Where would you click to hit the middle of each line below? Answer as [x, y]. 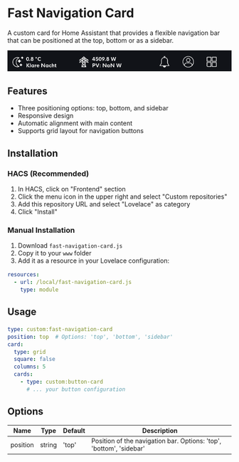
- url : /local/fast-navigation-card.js [73, 283]
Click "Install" [38, 212]
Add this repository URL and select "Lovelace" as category [104, 204]
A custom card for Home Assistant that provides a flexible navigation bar [114, 33]
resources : [23, 275]
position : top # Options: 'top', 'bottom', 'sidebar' [90, 337]
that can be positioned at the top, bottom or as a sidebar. [91, 40]
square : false [34, 359]
